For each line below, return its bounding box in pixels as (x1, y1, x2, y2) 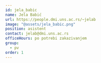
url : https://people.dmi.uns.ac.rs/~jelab (5, 17, 96, 22)
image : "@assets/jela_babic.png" (5, 21, 76, 27)
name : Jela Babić (5, 12, 42, 17)
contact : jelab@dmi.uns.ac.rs (5, 31, 69, 36)
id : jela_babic (5, 7, 37, 13)
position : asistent (5, 26, 46, 31)
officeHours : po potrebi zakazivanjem (5, 36, 87, 41)
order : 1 (5, 50, 24, 55)
